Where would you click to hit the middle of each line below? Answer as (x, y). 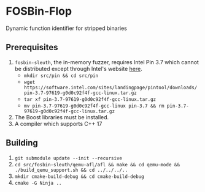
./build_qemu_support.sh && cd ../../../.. (71, 170)
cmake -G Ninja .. (38, 183)
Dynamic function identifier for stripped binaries (66, 28)
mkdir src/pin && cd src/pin (61, 76)
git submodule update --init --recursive (68, 158)
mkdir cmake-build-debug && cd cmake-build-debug (79, 176)
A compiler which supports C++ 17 (58, 124)
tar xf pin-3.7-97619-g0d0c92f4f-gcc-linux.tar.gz (90, 99)
